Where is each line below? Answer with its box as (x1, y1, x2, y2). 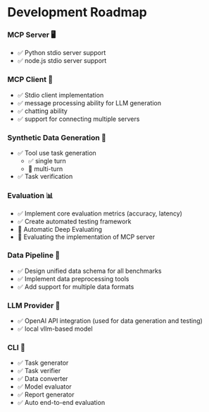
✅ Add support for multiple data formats (17, 282, 134, 290)
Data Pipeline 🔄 (7, 250, 61, 260)
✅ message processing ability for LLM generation (17, 98, 162, 107)
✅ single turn (27, 157, 67, 165)
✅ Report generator (17, 390, 75, 399)
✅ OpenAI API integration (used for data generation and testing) (17, 316, 203, 325)
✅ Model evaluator (17, 382, 72, 391)
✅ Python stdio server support (17, 49, 106, 57)
